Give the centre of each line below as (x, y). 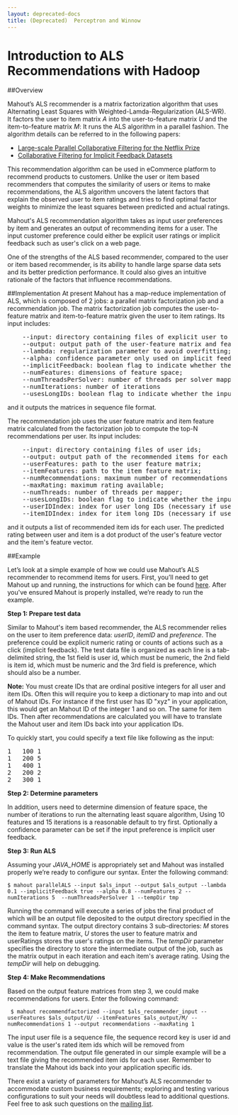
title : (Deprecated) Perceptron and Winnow (74, 21)
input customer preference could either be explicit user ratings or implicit (114, 236)
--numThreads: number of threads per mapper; (103, 493)
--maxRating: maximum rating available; (93, 485)
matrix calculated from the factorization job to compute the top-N (103, 429)
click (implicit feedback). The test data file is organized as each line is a (112, 650)
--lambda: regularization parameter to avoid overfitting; (127, 351)
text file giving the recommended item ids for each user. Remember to (109, 1060)
